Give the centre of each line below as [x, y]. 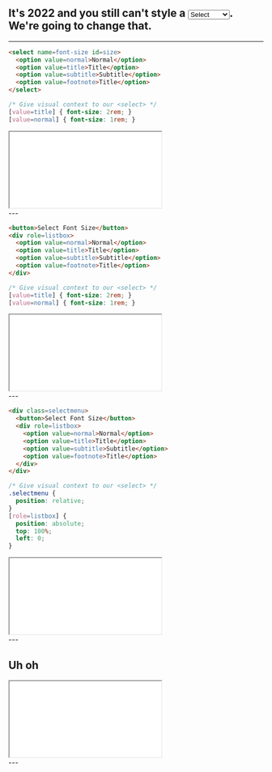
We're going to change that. [80, 26]
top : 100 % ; [34, 531]
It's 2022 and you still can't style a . [121, 13]
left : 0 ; [30, 539]
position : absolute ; [50, 523]
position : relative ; [50, 501]
